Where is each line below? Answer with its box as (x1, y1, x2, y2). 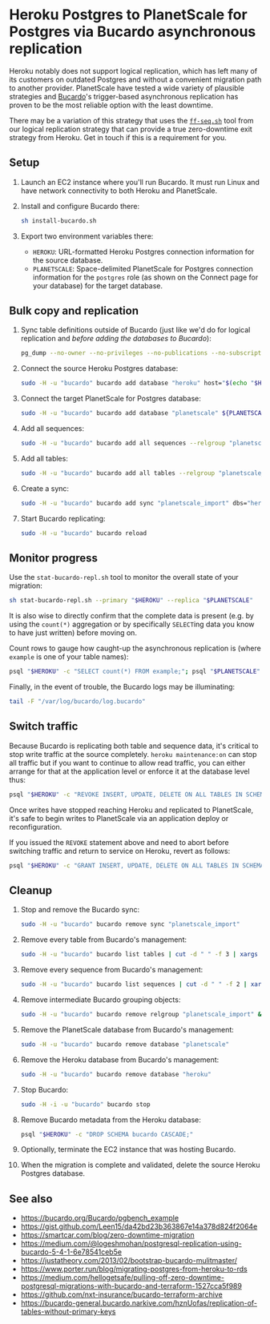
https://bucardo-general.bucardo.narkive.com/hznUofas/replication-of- (20, 1298, 258, 1308)
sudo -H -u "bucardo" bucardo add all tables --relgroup (20, 469, 216, 477)
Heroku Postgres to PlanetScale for (9, 6, 248, 24)
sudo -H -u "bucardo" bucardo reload (20, 529, 147, 537)
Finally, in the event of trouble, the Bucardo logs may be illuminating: (9, 682, 236, 692)
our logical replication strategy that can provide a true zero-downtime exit (9, 124, 253, 134)
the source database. (32, 255, 103, 265)
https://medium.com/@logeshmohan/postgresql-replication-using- (20, 1239, 243, 1249)
